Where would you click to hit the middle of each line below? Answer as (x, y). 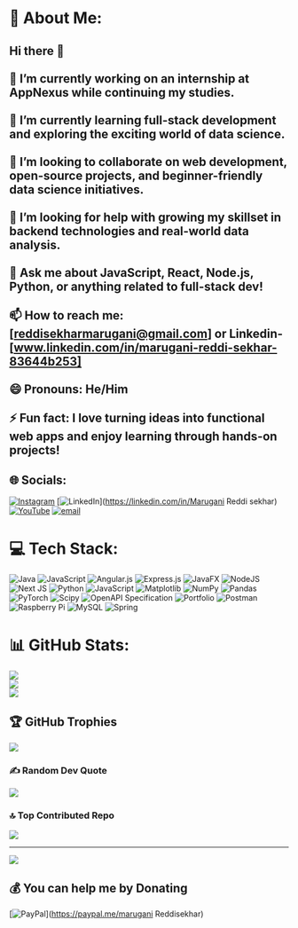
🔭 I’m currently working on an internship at (129, 79)
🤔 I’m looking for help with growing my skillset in (145, 217)
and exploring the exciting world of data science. (147, 134)
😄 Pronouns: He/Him (69, 389)
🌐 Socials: (38, 480)
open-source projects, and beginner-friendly (136, 175)
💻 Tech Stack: (64, 548)
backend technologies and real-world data (129, 231)
